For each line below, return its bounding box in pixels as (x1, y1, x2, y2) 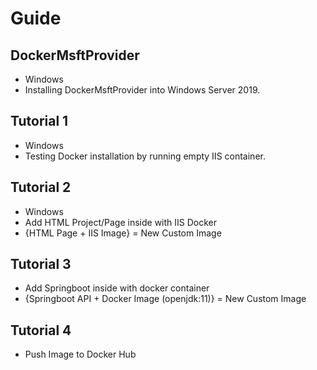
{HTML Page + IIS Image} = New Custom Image (24, 227, 222, 239)
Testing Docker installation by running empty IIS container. (24, 150, 266, 162)
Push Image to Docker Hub (24, 348, 137, 361)
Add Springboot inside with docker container (24, 282, 210, 294)
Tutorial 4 (10, 322, 72, 339)
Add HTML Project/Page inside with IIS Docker (24, 216, 218, 228)
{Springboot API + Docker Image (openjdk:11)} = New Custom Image (24, 293, 307, 305)
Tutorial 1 (10, 113, 69, 130)
